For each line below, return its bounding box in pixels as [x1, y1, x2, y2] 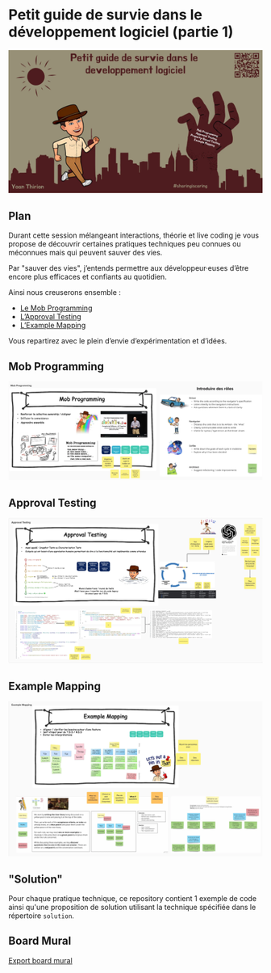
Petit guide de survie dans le [8, 6, 203, 24]
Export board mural [8, 955, 73, 965]
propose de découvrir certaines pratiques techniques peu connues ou [8, 239, 241, 249]
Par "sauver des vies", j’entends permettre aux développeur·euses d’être [8, 263, 249, 273]
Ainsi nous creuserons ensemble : [8, 288, 121, 297]
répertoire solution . [8, 911, 75, 920]
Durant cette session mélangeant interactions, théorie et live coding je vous [8, 230, 260, 240]
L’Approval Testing [19, 312, 82, 322]
